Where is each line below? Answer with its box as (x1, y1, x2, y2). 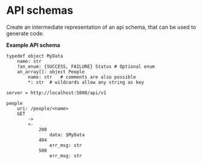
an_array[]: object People (17, 68, 85, 75)
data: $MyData (49, 131, 85, 138)
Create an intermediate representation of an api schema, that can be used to (6, 23, 197, 31)
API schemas (6, 4, 74, 17)
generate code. (6, 29, 45, 37)
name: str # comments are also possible (28, 74, 136, 80)
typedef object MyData (6, 53, 63, 59)
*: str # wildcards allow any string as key (28, 79, 145, 85)
